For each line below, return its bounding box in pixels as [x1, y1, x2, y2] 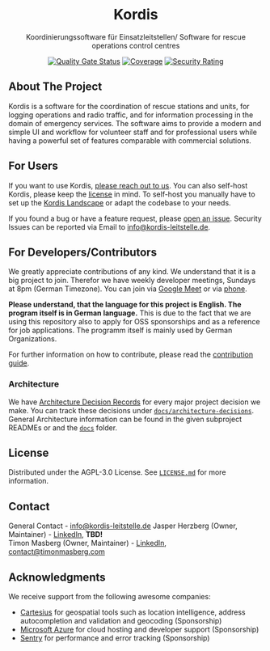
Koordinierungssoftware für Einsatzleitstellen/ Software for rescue [25, 32, 247, 41]
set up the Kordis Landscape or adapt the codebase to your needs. [8, 197, 232, 207]
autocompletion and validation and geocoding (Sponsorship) [19, 616, 222, 626]
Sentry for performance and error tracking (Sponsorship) [19, 633, 210, 643]
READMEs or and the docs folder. [8, 422, 118, 433]
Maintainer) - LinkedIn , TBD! [8, 530, 103, 539]
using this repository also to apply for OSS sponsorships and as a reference [8, 317, 260, 327]
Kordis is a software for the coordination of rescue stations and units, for [8, 101, 250, 111]
